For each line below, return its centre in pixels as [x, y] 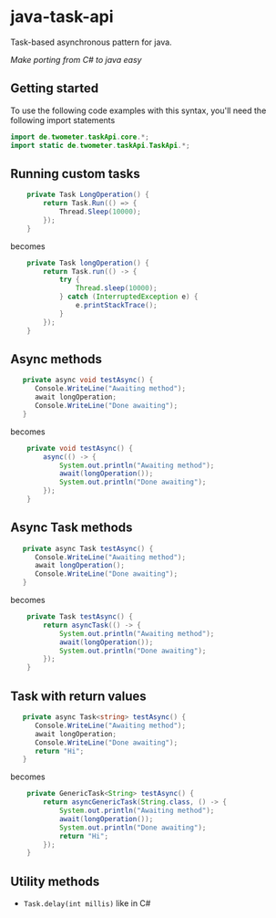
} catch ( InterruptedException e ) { [128, 297]
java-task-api [62, 17]
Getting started [55, 89]
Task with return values [78, 696]
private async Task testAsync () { [88, 548]
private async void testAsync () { [88, 381]
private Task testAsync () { [80, 617]
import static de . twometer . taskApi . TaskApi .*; [100, 145]
